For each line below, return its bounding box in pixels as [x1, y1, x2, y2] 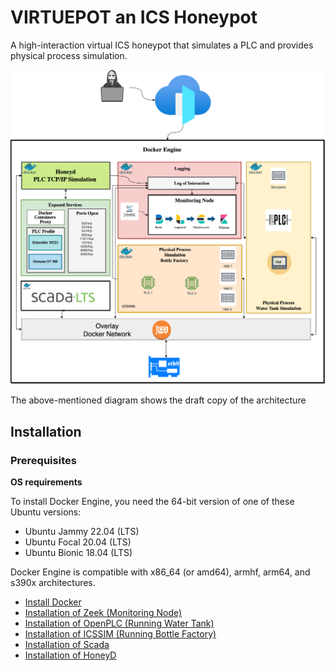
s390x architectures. [10, 577, 96, 589]
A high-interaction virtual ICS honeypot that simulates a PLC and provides [10, 39, 314, 51]
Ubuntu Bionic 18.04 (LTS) [24, 547, 133, 559]
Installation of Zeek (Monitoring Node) [24, 607, 183, 619]
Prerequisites [10, 453, 77, 467]
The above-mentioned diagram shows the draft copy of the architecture [10, 394, 307, 406]
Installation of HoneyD [24, 649, 117, 661]
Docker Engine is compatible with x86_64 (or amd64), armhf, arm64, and [10, 566, 311, 578]
